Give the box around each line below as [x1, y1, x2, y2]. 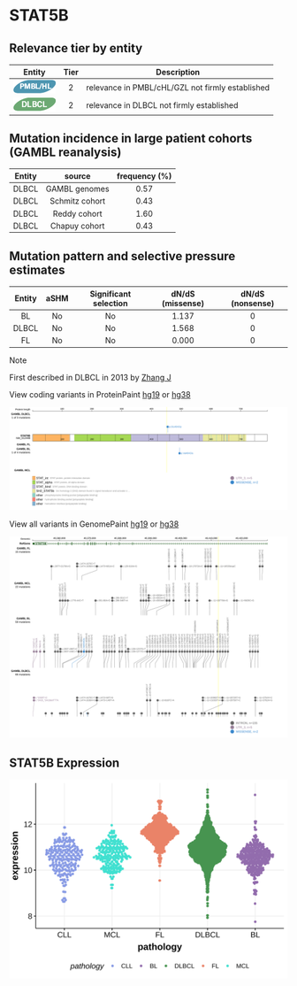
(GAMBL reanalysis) [9, 144, 122, 159]
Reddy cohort [52, 208, 103, 219]
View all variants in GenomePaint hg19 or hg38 [9, 519, 179, 529]
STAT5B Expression [9, 755, 120, 770]
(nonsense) [231, 297, 275, 308]
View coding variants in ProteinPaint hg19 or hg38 [9, 389, 192, 399]
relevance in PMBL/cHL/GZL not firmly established [86, 81, 270, 93]
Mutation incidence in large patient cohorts [9, 130, 253, 146]
